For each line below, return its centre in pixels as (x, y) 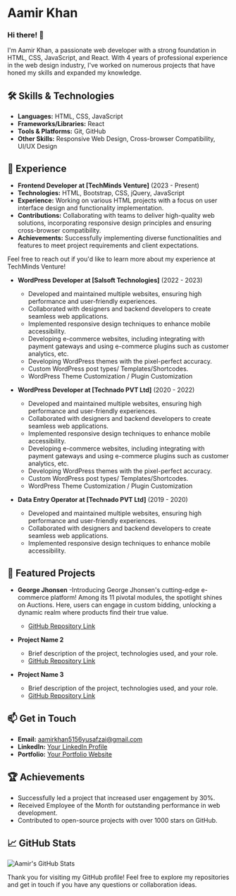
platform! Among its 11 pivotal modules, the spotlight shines (136, 597)
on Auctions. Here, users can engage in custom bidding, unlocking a (117, 605)
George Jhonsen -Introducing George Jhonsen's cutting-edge (108, 589)
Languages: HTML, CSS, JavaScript (70, 116)
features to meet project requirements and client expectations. (108, 245)
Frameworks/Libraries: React (61, 124)
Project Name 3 (41, 674)
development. (37, 813)
